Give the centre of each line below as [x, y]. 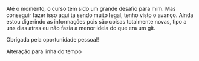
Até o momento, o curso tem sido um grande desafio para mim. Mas [91, 9]
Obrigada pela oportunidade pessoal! [53, 40]
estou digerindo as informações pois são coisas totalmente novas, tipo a [96, 21]
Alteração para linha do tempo [44, 51]
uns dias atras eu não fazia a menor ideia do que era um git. [81, 28]
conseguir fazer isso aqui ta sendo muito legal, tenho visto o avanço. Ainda [100, 15]
